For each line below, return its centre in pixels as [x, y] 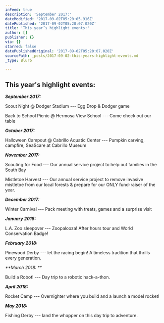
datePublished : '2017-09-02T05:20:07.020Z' [51, 23]
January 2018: [21, 219]
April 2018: [17, 287]
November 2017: [22, 155]
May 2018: [16, 306]
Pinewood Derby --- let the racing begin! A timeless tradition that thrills [78, 253]
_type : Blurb [19, 60]
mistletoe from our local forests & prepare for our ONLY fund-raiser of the [80, 185]
